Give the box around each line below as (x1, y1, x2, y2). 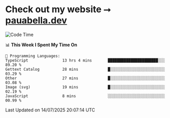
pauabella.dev (5, 15, 67, 26)
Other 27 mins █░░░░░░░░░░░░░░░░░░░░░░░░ (5, 75, 165, 81)
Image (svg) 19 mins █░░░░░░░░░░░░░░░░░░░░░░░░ (5, 84, 165, 90)
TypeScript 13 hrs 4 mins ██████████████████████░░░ (5, 57, 165, 63)
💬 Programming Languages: (5, 53, 60, 58)
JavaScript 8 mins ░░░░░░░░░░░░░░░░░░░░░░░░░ (5, 93, 165, 99)
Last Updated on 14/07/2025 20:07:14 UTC (5, 107, 95, 113)
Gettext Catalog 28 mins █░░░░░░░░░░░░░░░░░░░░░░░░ (5, 67, 165, 72)
